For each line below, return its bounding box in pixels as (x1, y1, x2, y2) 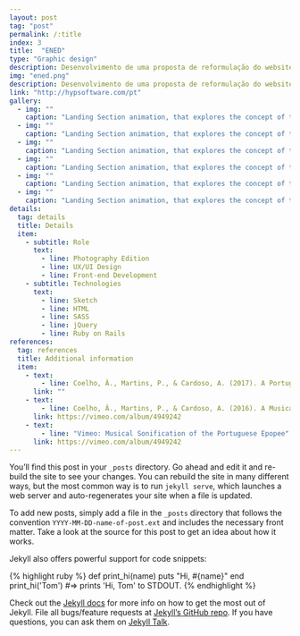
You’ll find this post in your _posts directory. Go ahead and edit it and (9, 462, 263, 472)
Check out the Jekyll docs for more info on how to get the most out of (9, 598, 266, 608)
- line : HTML (41, 304, 90, 313)
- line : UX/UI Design (41, 263, 122, 272)
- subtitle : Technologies (25, 279, 122, 288)
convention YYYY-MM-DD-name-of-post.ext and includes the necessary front (9, 517, 284, 528)
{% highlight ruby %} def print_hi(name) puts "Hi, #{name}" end (9, 571, 245, 581)
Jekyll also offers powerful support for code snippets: (9, 554, 207, 564)
